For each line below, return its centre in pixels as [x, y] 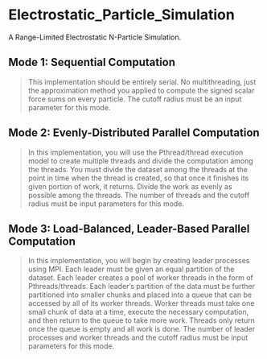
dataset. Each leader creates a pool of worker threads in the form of [140, 278]
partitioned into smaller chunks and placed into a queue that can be [140, 295]
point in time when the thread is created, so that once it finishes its [138, 178]
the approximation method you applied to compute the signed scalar [141, 90]
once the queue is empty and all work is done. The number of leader [142, 329]
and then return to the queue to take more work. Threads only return [142, 320]
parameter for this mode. [69, 107]
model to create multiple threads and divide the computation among [140, 161]
